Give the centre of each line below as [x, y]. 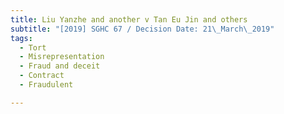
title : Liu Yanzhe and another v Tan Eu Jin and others [129, 19]
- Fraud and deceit [60, 66]
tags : [21, 38]
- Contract [42, 76]
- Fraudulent [46, 85]
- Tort [33, 47]
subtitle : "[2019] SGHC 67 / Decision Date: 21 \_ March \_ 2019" [142, 29]
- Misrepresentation [62, 57]
